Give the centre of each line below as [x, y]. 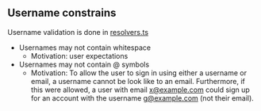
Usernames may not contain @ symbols [84, 64]
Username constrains [62, 13]
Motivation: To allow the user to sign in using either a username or [139, 73]
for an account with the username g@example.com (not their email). [142, 98]
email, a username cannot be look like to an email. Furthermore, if [138, 81]
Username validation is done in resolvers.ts [78, 32]
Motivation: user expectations [79, 55]
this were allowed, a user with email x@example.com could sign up [140, 90]
